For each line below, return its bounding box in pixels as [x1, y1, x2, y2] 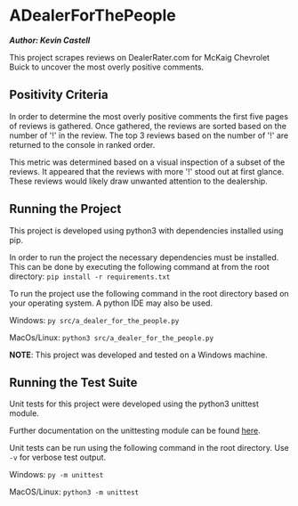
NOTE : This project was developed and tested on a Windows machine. [9, 349, 269, 360]
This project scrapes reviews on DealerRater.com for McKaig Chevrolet [9, 52, 270, 62]
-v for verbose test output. [9, 452, 107, 463]
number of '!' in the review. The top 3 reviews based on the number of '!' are [9, 130, 289, 141]
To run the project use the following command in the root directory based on [9, 288, 289, 298]
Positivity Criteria [9, 87, 109, 102]
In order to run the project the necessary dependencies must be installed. [9, 251, 279, 263]
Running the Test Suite [9, 375, 138, 390]
